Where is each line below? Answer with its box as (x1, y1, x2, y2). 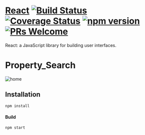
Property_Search (5, 60, 76, 71)
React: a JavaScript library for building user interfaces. (5, 42, 117, 48)
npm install (5, 103, 30, 108)
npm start (5, 125, 26, 130)
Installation (5, 90, 41, 99)
